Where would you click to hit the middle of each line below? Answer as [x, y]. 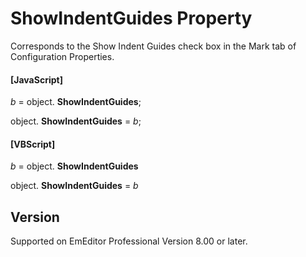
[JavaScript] [36, 79]
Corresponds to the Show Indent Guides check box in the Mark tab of [153, 46]
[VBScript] [33, 144]
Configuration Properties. [62, 56]
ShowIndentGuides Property [131, 18]
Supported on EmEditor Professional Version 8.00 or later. [129, 241]
